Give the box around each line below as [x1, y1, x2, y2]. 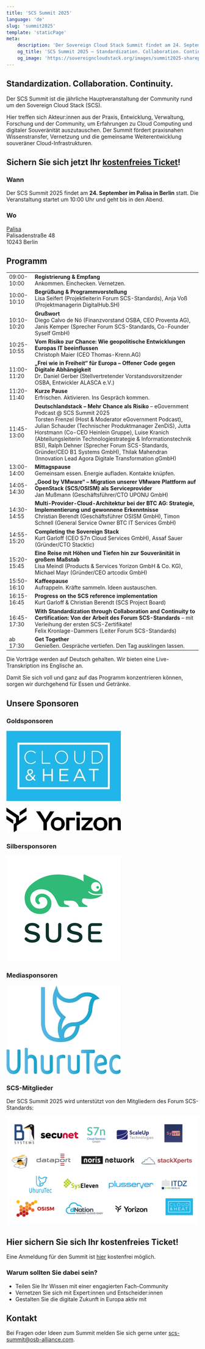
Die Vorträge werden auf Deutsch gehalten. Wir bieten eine [6, 656, 155, 663]
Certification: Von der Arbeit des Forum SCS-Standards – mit [34, 614, 194, 621]
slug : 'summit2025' [6, 23, 56, 29]
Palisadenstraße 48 [6, 232, 56, 239]
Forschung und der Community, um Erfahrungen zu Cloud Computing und [6, 120, 192, 127]
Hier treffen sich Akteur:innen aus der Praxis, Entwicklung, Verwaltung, [6, 113, 185, 121]
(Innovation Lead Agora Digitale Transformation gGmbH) [34, 454, 177, 462]
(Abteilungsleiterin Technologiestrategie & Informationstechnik [34, 435, 192, 443]
